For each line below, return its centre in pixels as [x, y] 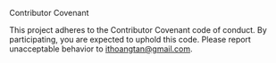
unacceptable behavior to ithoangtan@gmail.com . [101, 49]
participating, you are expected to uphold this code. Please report [130, 39]
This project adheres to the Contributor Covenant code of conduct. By [138, 30]
